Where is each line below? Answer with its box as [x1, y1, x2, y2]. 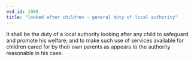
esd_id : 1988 [6, 8, 39, 15]
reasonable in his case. [6, 49, 63, 56]
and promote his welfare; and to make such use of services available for [6, 37, 184, 44]
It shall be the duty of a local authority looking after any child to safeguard [6, 30, 189, 37]
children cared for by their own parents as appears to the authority [6, 43, 171, 50]
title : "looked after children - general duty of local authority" [6, 14, 178, 20]
